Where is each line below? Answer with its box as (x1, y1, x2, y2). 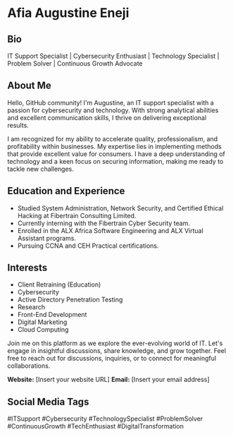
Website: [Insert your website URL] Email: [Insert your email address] (7, 376, 210, 384)
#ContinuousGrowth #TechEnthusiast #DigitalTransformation (7, 422, 184, 431)
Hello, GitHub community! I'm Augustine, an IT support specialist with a (7, 98, 215, 107)
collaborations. (7, 361, 51, 370)
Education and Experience (7, 185, 125, 197)
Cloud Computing (17, 325, 69, 334)
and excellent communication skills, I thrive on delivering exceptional (7, 113, 207, 121)
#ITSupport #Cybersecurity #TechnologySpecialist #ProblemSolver (7, 414, 203, 423)
